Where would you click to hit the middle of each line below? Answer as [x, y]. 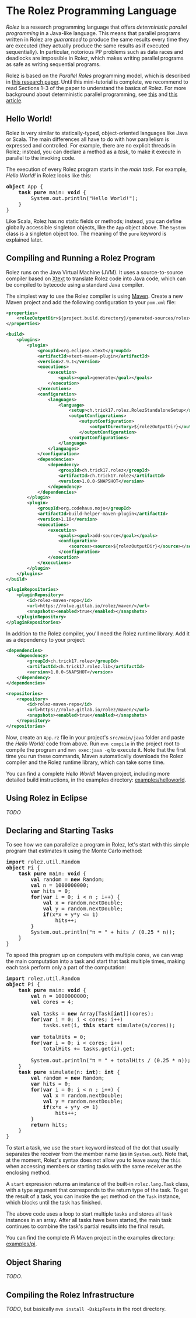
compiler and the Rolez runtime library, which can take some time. [85, 762]
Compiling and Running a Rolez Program [81, 258]
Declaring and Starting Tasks [60, 831]
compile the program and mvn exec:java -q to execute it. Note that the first [96, 749]
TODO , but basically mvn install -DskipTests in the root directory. [86, 1309]
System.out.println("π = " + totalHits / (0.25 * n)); [111, 1061]
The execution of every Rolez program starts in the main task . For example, [97, 169]
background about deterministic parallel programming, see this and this [92, 94]
